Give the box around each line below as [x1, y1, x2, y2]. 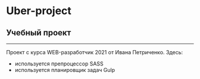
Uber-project [6, 4, 71, 18]
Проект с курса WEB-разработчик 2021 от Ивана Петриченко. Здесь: [6, 49, 183, 55]
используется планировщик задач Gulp [14, 67, 115, 73]
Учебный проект [6, 28, 71, 38]
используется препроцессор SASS [14, 60, 104, 67]
